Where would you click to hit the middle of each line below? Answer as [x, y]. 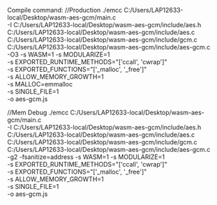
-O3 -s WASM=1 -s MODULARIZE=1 [59, 54]
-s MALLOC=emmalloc [40, 84]
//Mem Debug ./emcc [38, 112]
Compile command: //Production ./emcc [65, 10]
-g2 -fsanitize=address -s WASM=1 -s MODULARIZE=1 [86, 157]
